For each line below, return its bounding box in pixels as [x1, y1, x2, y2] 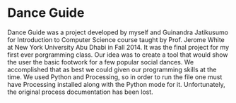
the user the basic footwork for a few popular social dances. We [7, 57, 194, 66]
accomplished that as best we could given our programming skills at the [7, 65, 217, 74]
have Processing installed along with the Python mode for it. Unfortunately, [7, 80, 225, 88]
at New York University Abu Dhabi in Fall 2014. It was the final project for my [7, 43, 230, 51]
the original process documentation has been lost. [7, 88, 153, 96]
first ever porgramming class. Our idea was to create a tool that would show [7, 50, 228, 59]
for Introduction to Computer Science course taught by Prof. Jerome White [7, 35, 225, 43]
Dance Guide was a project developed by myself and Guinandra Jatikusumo [7, 28, 228, 36]
